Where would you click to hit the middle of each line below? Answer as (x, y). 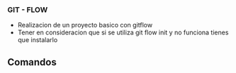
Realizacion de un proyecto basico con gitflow (85, 25)
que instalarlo (38, 40)
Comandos (32, 62)
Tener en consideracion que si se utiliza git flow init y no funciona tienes (123, 32)
